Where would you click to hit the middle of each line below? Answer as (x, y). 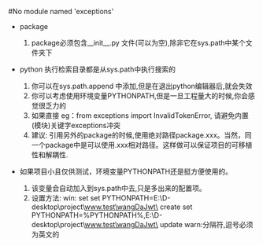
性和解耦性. (50, 155)
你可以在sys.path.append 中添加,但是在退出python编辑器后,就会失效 (142, 86)
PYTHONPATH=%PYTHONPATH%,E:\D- (97, 215)
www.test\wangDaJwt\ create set (139, 207)
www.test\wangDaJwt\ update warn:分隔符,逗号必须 (169, 224)
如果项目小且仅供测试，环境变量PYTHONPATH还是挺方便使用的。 (126, 171)
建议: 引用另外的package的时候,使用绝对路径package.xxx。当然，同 (141, 135)
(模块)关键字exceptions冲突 (76, 125)
